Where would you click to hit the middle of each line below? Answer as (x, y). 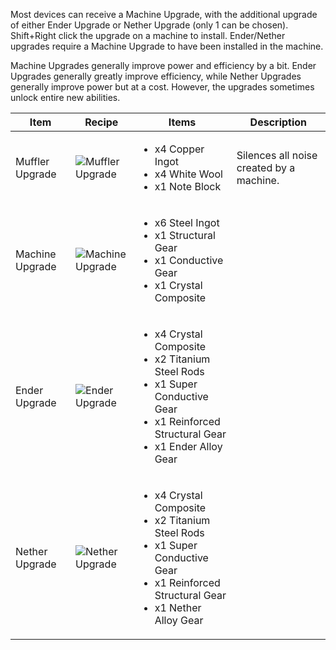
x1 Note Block (188, 186)
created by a (266, 167)
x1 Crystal (178, 285)
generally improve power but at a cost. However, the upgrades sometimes (162, 87)
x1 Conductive (189, 260)
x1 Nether (178, 607)
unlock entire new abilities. (65, 97)
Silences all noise (277, 155)
